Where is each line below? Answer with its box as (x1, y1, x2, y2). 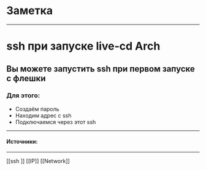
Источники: (6, 138, 38, 146)
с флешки (6, 73, 46, 83)
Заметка (6, 4, 53, 18)
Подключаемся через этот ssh (15, 118, 96, 125)
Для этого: (6, 91, 40, 100)
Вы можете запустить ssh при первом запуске (6, 64, 195, 74)
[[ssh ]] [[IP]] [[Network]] (6, 157, 71, 165)
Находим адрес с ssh (15, 111, 72, 119)
